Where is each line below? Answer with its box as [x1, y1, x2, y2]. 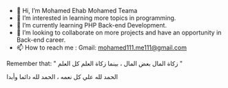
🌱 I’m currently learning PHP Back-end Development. [16, 21, 167, 29]
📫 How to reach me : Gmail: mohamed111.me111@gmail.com [16, 43, 187, 52]
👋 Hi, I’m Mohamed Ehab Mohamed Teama [16, 7, 138, 14]
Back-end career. [16, 36, 66, 44]
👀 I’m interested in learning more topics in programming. [16, 14, 176, 22]
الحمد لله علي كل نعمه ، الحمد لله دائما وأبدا [6, 73, 118, 80]
